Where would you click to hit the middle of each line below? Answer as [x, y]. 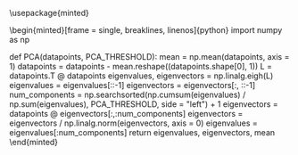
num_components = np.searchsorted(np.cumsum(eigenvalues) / [128, 94]
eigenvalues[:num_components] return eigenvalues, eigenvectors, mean [142, 132]
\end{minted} [34, 142]
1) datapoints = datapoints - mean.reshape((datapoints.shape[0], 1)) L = [141, 66]
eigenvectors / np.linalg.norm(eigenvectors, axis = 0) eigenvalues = [134, 123]
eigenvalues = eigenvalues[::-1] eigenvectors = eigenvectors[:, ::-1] [132, 85]
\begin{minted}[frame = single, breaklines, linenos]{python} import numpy [146, 30]
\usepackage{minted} [49, 13]
